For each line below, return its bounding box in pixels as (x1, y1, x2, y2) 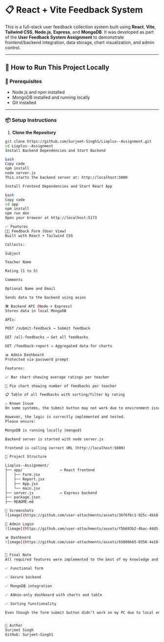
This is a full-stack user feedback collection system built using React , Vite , (5, 23, 156, 30)
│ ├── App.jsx (5, 481, 38, 486)
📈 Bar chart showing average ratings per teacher (5, 375, 110, 380)
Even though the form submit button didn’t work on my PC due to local (5, 610, 154, 615)
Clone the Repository (12, 129, 56, 135)
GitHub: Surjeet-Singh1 (5, 632, 54, 637)
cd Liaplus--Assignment (5, 143, 54, 149)
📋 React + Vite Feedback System (5, 4, 143, 16)
